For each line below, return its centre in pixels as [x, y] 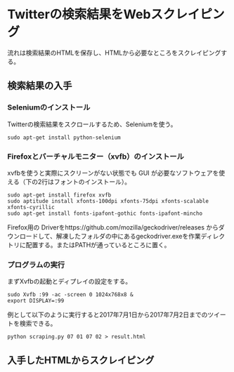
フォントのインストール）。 [92, 181]
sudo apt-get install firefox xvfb [59, 195]
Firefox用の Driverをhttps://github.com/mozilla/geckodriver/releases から [113, 227]
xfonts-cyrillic [31, 207]
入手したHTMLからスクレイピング [81, 360]
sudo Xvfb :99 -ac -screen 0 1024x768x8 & [70, 295]
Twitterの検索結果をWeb [79, 14]
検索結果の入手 [40, 86]
